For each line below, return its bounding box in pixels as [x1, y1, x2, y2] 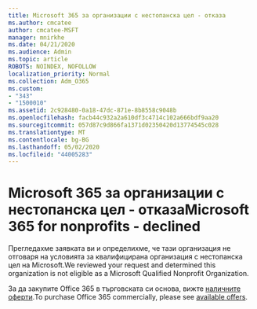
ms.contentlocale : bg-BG [8, 135, 89, 144]
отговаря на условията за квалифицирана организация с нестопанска [8, 252, 243, 262]
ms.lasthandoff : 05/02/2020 [8, 143, 100, 151]
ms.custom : [8, 84, 44, 93]
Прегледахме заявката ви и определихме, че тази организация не [8, 244, 231, 253]
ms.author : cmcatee [8, 19, 72, 27]
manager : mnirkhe [8, 33, 65, 42]
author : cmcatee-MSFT [8, 26, 79, 34]
